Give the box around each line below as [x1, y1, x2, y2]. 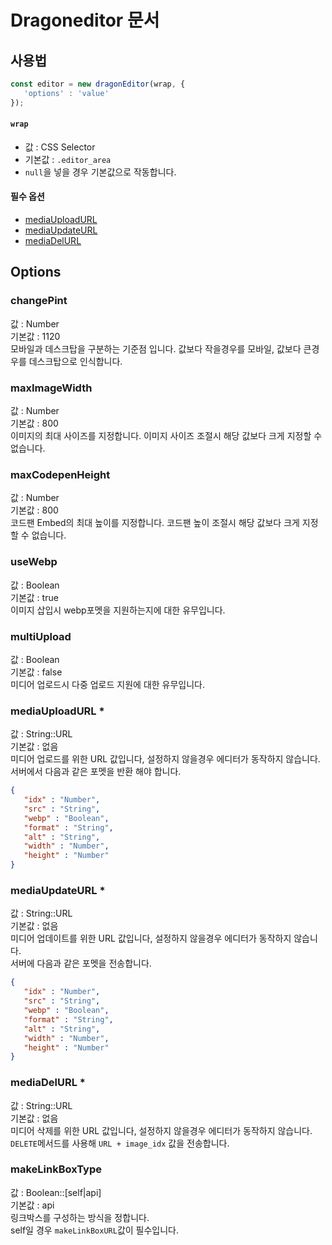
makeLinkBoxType [10, 1162, 102, 1176]
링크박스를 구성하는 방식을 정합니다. [10, 1211, 150, 1223]
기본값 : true [10, 591, 59, 603]
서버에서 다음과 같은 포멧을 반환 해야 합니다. [10, 766, 182, 778]
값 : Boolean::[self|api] [10, 1186, 102, 1198]
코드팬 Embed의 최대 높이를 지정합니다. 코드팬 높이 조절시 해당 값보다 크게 [10, 517, 300, 529]
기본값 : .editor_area [24, 153, 112, 165]
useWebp [10, 555, 58, 569]
